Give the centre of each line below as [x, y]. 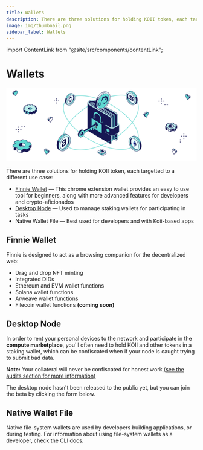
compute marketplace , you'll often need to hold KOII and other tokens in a [99, 345]
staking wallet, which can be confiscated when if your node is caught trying [101, 351]
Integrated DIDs [34, 279]
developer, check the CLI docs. [45, 440]
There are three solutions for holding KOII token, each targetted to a [91, 171]
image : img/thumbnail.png [39, 25]
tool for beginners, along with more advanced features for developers [101, 196]
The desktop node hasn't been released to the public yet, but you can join [98, 387]
